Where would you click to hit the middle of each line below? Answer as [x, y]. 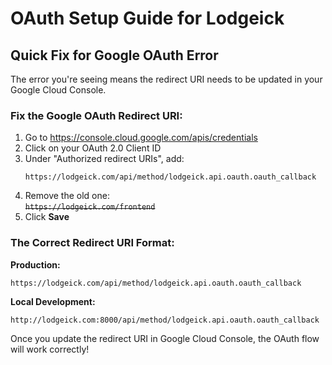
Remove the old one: [67, 196]
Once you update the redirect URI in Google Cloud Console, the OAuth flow [165, 338]
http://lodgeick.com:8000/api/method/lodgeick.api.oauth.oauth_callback [165, 320]
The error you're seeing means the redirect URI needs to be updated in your [166, 79]
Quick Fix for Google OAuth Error [114, 55]
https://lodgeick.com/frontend [90, 207]
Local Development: [53, 301]
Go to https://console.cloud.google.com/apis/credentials [141, 138]
